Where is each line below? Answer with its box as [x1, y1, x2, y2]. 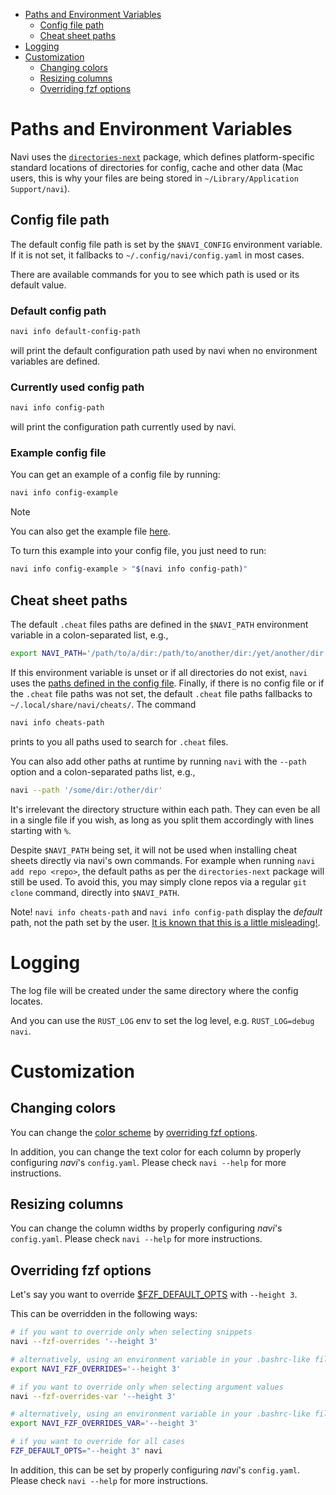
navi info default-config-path [10, 327, 141, 337]
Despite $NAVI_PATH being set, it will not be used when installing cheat [10, 844, 298, 856]
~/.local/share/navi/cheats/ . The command [10, 698, 197, 710]
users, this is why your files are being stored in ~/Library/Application [10, 172, 299, 184]
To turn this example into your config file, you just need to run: [10, 545, 267, 557]
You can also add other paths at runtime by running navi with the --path [10, 755, 307, 767]
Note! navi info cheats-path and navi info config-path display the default [10, 905, 323, 918]
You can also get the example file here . [10, 525, 171, 538]
